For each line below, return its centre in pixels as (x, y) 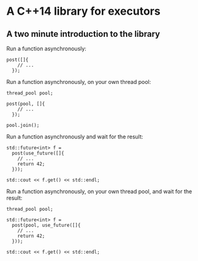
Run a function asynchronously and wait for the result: (75, 137)
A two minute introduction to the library (83, 34)
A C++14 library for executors (83, 11)
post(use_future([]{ (38, 153)
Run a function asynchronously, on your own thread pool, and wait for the (99, 191)
